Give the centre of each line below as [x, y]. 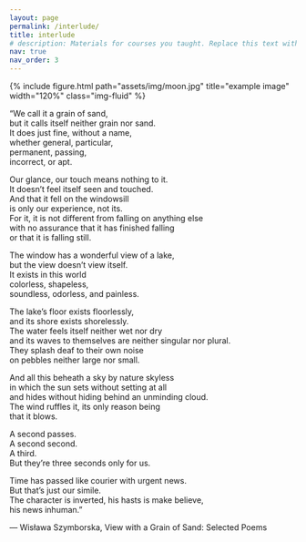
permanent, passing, [48, 152]
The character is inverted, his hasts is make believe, [107, 500]
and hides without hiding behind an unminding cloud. [109, 397]
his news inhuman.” [46, 510]
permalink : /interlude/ [55, 26]
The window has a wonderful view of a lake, [92, 255]
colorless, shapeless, [49, 284]
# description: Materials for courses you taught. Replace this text [144, 43]
